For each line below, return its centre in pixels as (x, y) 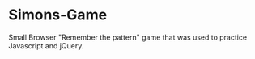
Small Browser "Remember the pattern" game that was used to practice (128, 37)
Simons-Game (58, 15)
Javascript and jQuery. (46, 45)
